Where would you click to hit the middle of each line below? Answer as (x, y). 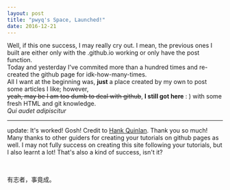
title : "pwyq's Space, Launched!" (56, 20)
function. (20, 60)
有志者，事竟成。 (31, 180)
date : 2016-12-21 (32, 26)
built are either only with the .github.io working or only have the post (103, 53)
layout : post (26, 13)
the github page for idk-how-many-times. (89, 74)
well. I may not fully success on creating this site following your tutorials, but (115, 145)
